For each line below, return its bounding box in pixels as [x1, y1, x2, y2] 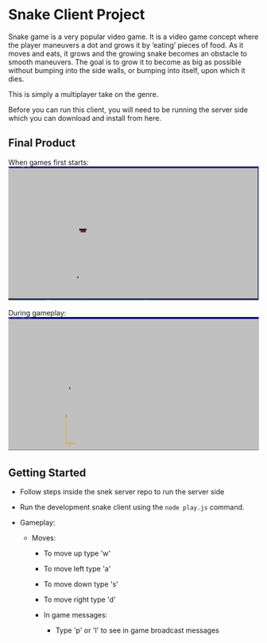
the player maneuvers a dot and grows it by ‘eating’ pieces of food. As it [8, 40, 244, 49]
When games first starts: [8, 157, 89, 167]
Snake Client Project [8, 6, 145, 24]
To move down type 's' [43, 579, 119, 589]
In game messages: [43, 610, 108, 620]
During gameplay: [8, 308, 67, 318]
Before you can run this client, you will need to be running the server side [8, 105, 249, 114]
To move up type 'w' [43, 548, 111, 558]
